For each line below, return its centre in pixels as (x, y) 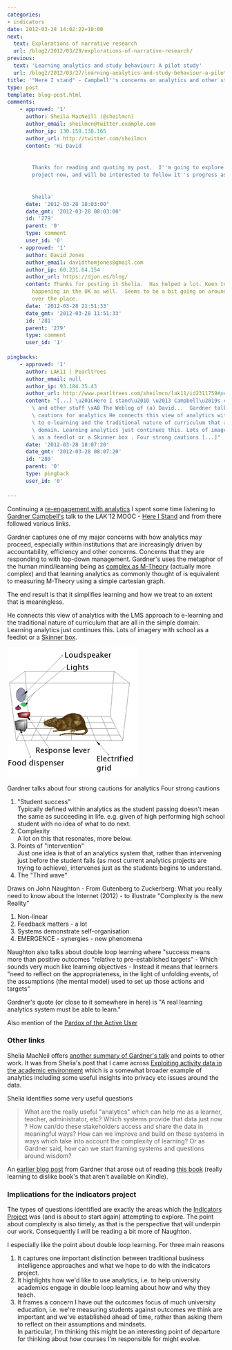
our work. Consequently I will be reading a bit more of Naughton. (99, 1232)
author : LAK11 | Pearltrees (66, 372)
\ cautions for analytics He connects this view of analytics (123, 415)
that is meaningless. (36, 602)
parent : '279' (46, 328)
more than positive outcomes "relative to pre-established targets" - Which (113, 959)
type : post (23, 87)
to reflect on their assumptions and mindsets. (81, 1324)
